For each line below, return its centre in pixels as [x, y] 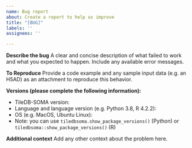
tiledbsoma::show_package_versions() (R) [65, 127]
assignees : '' [24, 34]
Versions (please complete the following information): [74, 91]
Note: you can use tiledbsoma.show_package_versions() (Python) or [97, 121]
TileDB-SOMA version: [42, 102]
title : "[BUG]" [25, 22]
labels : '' [19, 28]
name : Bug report [27, 11]
